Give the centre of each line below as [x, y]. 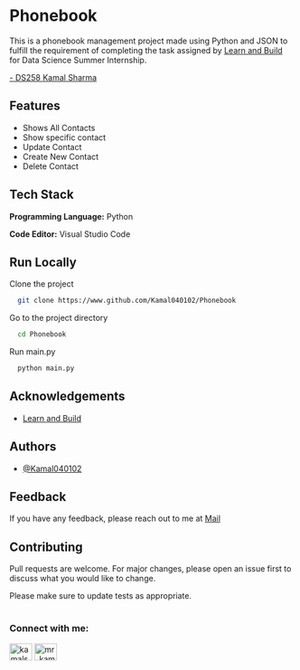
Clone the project [42, 284]
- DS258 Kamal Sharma [53, 77]
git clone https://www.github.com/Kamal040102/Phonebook [127, 301]
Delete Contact [51, 166]
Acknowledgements [67, 396]
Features [35, 106]
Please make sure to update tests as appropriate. [101, 596]
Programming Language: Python [71, 216]
